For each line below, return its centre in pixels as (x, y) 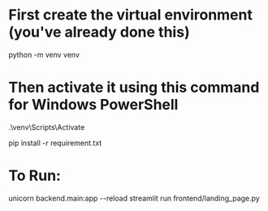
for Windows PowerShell (93, 105)
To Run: (35, 176)
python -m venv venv (44, 54)
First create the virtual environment (131, 15)
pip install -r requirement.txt (55, 143)
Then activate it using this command (134, 88)
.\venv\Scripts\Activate (47, 127)
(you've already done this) (99, 32)
